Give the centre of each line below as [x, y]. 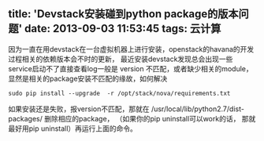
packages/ [26, 118]
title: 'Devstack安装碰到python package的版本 [123, 14]
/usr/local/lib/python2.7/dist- [197, 109]
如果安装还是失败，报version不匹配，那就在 [79, 109]
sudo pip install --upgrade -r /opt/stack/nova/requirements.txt [119, 93]
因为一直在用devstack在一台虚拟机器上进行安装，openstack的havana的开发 [131, 49]
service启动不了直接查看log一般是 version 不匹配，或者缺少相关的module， [131, 68]
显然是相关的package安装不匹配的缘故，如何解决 [88, 78]
